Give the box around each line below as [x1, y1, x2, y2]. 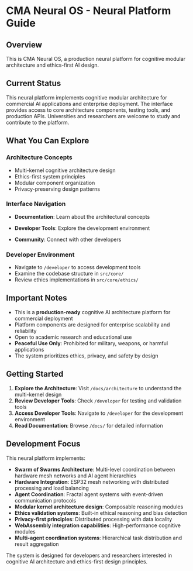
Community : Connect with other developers [14, 236, 122, 243]
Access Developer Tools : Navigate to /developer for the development [14, 410, 183, 417]
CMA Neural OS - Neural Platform [6, 4, 171, 18]
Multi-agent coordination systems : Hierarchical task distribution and [14, 534, 182, 541]
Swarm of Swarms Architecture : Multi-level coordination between [14, 466, 175, 473]
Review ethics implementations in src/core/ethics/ [14, 276, 139, 283]
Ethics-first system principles [14, 173, 86, 180]
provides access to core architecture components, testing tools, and [6, 106, 171, 113]
